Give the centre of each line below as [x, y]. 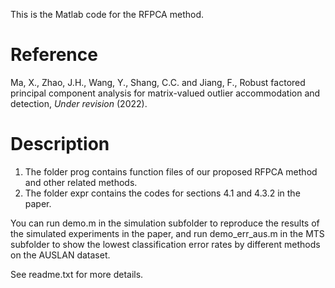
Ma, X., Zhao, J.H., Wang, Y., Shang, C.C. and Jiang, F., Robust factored [158, 82]
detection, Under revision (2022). [79, 103]
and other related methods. [81, 182]
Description [60, 144]
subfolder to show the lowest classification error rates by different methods [165, 244]
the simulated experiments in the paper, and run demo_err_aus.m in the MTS [167, 233]
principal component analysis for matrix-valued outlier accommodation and [165, 93]
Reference [54, 55]
